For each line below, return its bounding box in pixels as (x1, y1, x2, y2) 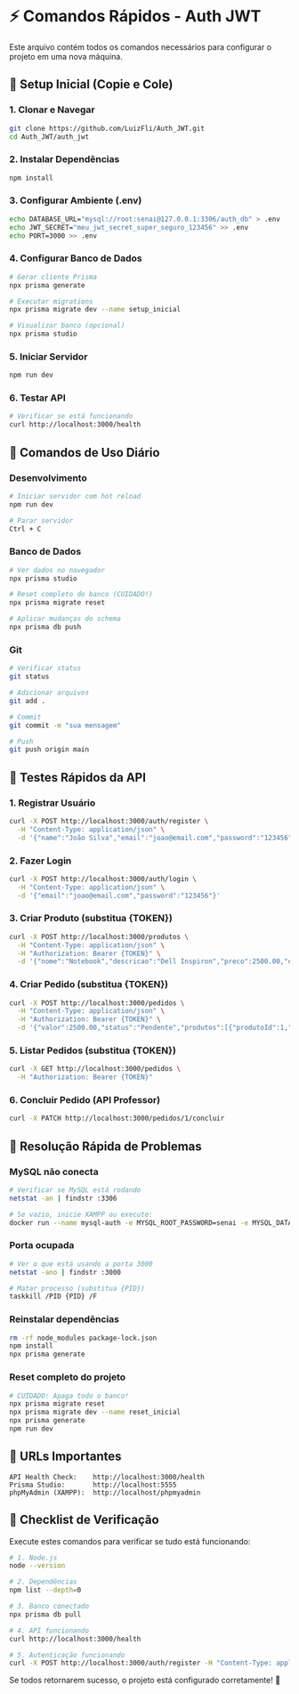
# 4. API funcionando (9, 1625, 90, 1635)
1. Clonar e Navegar (9, 103, 95, 116)
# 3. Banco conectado (9, 1602, 90, 1611)
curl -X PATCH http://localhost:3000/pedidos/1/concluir (9, 1114, 225, 1123)
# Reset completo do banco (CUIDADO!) (9, 590, 153, 599)
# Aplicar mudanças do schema (9, 614, 122, 623)
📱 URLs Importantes (9, 1449, 122, 1464)
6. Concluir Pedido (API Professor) (9, 1094, 161, 1106)
